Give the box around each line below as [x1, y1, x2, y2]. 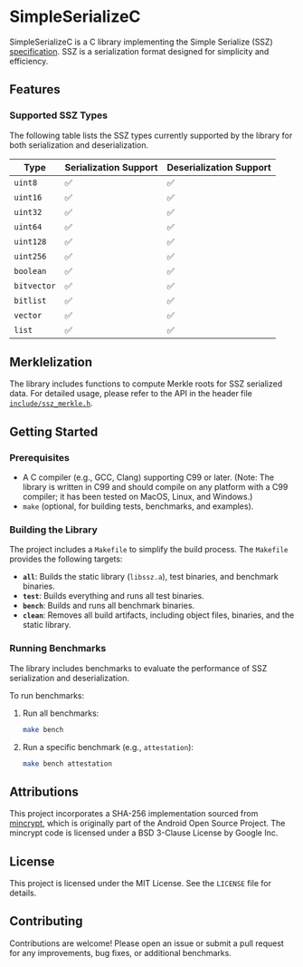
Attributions [9, 784, 80, 799]
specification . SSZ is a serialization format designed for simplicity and [9, 45, 270, 56]
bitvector [14, 280, 56, 291]
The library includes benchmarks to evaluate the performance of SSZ [9, 662, 268, 673]
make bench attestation [22, 759, 113, 768]
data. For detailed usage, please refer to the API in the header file [9, 388, 253, 399]
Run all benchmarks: [22, 708, 99, 718]
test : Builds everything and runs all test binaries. [22, 591, 205, 601]
